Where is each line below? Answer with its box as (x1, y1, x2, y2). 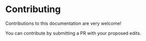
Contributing (5, 4, 61, 15)
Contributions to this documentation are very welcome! (5, 20, 122, 26)
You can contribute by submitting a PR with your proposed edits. (5, 30, 141, 36)
